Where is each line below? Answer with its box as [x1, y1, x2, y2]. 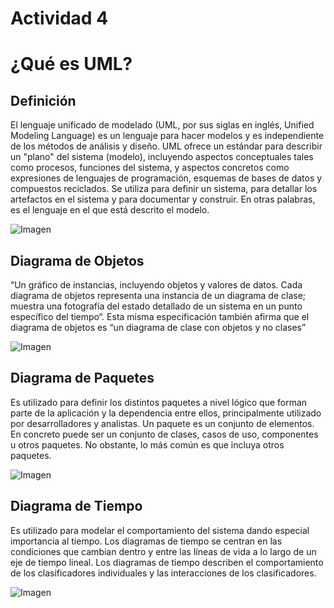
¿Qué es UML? [10, 53, 133, 76]
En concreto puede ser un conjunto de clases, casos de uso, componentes [10, 428, 319, 440]
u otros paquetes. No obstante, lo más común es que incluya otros [10, 438, 285, 451]
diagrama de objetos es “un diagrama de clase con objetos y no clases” [10, 322, 307, 333]
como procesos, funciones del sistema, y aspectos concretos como [10, 162, 290, 174]
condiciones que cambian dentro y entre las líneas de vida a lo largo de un [10, 545, 317, 557]
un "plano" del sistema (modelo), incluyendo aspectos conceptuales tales [10, 151, 314, 163]
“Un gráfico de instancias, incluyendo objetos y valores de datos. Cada [10, 279, 303, 291]
